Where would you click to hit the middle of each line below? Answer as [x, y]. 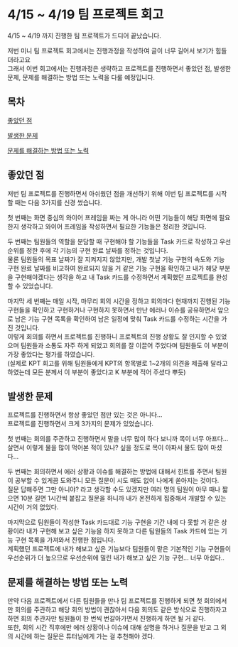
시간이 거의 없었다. [33, 507]
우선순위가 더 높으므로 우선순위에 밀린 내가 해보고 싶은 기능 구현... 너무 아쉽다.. [116, 558]
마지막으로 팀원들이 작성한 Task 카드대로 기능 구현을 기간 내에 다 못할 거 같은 [114, 522]
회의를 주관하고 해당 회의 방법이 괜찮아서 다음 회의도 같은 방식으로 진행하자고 [121, 610]
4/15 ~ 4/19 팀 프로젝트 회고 [86, 15]
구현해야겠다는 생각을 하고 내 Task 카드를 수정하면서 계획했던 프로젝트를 [114, 277]
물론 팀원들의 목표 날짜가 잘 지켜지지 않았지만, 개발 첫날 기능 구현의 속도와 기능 [116, 259]
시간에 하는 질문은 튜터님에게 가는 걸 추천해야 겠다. [85, 636]
